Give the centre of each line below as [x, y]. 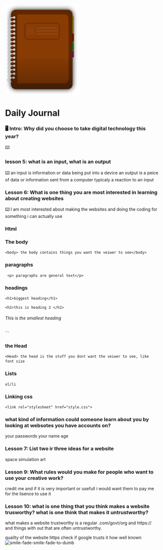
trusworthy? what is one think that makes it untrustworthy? [77, 512]
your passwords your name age [37, 436]
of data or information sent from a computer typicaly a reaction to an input [80, 179]
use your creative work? [34, 478]
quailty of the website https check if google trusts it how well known [73, 538]
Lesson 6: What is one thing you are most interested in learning [81, 192]
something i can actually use [34, 216]
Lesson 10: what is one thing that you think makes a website [77, 506]
